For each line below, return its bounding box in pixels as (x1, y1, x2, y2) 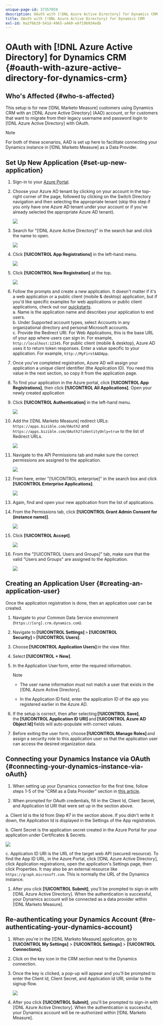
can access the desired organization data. (12, 740, 97, 747)
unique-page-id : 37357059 (5, 7, 58, 12)
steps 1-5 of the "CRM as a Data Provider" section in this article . (12, 788, 141, 794)
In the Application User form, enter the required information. (12, 663, 132, 668)
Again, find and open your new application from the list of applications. (12, 500, 155, 505)
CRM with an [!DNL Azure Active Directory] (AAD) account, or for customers (5, 110, 158, 116)
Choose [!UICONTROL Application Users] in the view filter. (12, 644, 130, 649)
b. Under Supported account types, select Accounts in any (12, 320, 130, 325)
